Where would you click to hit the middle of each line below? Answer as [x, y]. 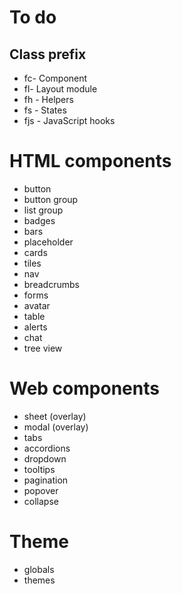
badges [39, 220]
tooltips [39, 469]
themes [39, 580]
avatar [37, 305]
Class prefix [48, 54]
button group [51, 199]
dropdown [45, 458]
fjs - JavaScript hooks [69, 120]
